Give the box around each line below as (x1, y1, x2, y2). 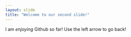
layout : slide (5, 7, 36, 13)
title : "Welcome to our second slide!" (5, 12, 90, 17)
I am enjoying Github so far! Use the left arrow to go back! (5, 26, 126, 32)
